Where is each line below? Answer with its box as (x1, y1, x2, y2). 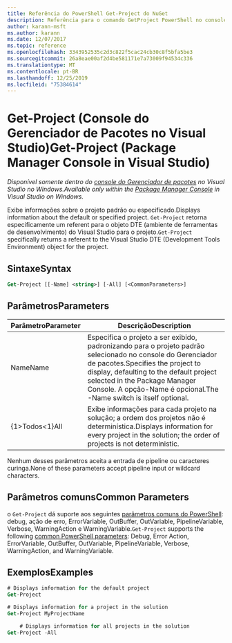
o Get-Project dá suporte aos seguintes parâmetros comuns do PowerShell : (7, 509, 224, 518)
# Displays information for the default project (7, 585, 150, 592)
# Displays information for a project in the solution (7, 604, 168, 611)
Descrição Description (117, 320, 191, 330)
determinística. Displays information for (87, 422, 213, 431)
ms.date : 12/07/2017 (7, 36, 67, 43)
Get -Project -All (7, 629, 57, 636)
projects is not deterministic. (87, 439, 180, 449)
